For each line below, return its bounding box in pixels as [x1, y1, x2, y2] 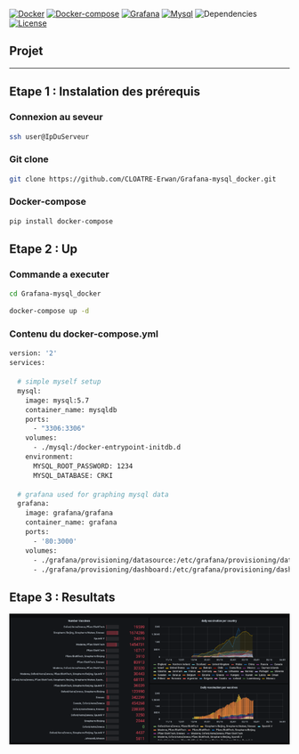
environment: [25, 452, 74, 462]
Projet [9, 44, 44, 59]
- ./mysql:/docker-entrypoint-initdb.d [32, 443, 181, 452]
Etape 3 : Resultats [9, 589, 116, 604]
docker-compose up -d [9, 307, 90, 316]
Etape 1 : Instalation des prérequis [9, 85, 200, 100]
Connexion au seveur [9, 111, 104, 124]
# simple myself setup [17, 377, 101, 386]
